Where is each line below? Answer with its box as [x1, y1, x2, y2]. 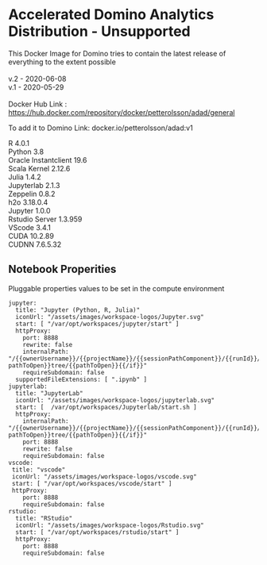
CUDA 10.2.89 [8, 231, 54, 240]
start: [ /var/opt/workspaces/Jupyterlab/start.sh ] [15, 403, 197, 411]
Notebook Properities [8, 263, 117, 276]
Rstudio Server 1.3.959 [8, 214, 83, 224]
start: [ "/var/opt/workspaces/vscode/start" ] [11, 479, 172, 487]
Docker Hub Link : [8, 99, 68, 109]
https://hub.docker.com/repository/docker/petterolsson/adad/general [8, 107, 235, 117]
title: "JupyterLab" [15, 389, 83, 398]
